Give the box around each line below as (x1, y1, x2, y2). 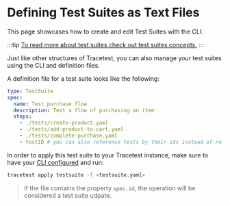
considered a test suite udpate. (23, 191, 112, 199)
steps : (13, 113, 32, 120)
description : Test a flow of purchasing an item (13, 107, 155, 114)
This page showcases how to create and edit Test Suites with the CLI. (7, 27, 203, 36)
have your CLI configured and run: (7, 158, 104, 166)
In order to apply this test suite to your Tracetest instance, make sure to (7, 151, 209, 159)
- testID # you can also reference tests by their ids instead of (19, 138, 213, 145)
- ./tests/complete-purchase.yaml (19, 132, 118, 140)
